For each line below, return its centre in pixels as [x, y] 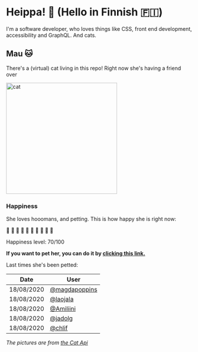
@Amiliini [63, 309]
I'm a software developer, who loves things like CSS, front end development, [99, 28]
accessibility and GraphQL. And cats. [51, 35]
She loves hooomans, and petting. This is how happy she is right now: [91, 219]
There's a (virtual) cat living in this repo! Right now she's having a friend [94, 68]
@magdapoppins [74, 290]
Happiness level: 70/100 [35, 242]
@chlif [59, 328]
